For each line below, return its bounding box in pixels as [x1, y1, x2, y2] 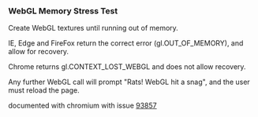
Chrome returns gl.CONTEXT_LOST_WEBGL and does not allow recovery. [8, 62, 246, 71]
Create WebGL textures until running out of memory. [8, 24, 179, 33]
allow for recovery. [8, 47, 69, 57]
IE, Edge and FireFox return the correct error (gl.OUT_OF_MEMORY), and [8, 38, 244, 48]
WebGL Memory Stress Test [8, 5, 118, 16]
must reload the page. [8, 86, 80, 95]
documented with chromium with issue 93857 [8, 101, 157, 111]
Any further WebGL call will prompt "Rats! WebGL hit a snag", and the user [8, 77, 250, 87]
